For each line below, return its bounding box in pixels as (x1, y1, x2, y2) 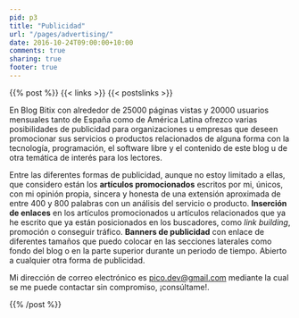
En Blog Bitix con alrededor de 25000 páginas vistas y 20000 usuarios (9, 105, 270, 115)
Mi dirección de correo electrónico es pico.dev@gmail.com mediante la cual (9, 272, 289, 282)
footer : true (9, 63, 58, 72)
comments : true (9, 46, 66, 55)
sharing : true (9, 54, 62, 63)
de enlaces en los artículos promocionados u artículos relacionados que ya (9, 207, 287, 218)
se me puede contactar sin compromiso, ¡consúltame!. (9, 281, 210, 292)
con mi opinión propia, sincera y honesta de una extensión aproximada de (9, 188, 281, 199)
